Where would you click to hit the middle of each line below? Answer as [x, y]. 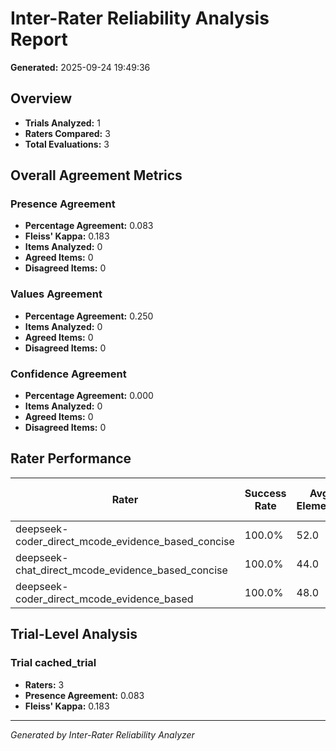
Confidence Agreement [68, 374]
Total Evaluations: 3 [67, 144]
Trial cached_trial [53, 663]
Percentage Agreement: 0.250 [89, 316]
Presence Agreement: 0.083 [84, 695]
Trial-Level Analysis [74, 634]
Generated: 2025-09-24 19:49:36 [80, 67]
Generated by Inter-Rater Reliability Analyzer [102, 734]
